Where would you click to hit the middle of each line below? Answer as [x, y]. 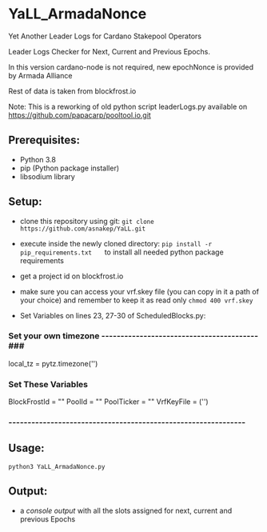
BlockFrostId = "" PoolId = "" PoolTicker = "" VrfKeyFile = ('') [109, 402]
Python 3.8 [38, 159]
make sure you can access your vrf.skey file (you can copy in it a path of [139, 291]
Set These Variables [48, 384]
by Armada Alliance [40, 75]
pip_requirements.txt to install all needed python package [122, 252]
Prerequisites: [44, 140]
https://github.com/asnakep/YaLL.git [83, 229]
